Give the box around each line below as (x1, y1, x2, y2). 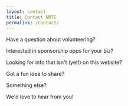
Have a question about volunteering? (6, 36, 96, 43)
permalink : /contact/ (6, 20, 60, 25)
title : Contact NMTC (6, 14, 57, 20)
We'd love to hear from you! (6, 93, 74, 101)
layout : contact (6, 8, 46, 15)
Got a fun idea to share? (6, 70, 65, 78)
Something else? (6, 82, 47, 89)
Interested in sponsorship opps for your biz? (6, 47, 114, 54)
